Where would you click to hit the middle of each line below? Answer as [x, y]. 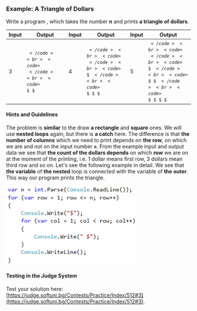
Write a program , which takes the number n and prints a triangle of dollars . [98, 22]
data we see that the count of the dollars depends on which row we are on [97, 152]
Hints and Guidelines [32, 115]
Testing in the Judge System [42, 276]
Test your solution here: [35, 289]
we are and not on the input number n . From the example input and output [95, 146]
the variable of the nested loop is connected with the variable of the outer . [97, 171]
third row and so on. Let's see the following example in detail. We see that [95, 165]
